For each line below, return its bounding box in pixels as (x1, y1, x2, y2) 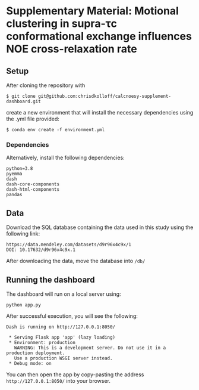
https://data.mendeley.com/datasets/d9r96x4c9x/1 (6, 242, 132, 248)
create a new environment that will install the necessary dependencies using (6, 109, 194, 116)
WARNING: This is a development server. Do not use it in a (14, 345, 166, 351)
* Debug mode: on (8, 360, 52, 366)
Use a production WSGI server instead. (14, 355, 113, 361)
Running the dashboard (6, 274, 95, 284)
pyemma (6, 171, 23, 177)
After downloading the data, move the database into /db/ (6, 258, 146, 265)
